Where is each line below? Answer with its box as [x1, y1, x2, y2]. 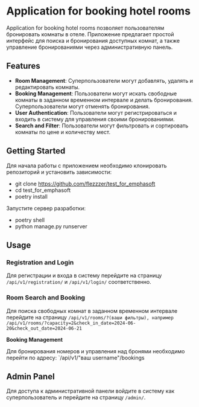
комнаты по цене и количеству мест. [14, 128, 111, 135]
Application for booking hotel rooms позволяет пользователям [6, 24, 165, 31]
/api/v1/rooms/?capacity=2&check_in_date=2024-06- [6, 320, 136, 326]
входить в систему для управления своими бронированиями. [14, 115, 175, 123]
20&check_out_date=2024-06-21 [6, 325, 83, 332]
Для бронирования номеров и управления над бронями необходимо [6, 347, 185, 354]
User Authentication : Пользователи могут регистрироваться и [14, 109, 177, 116]
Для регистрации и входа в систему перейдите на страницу [6, 272, 162, 279]
